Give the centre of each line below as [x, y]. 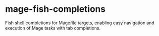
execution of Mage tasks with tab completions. [53, 28]
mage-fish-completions [55, 9]
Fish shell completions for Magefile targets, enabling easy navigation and [80, 23]
